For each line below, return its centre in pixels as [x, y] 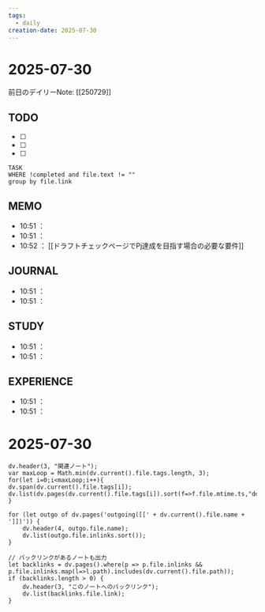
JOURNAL [34, 271]
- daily [28, 23]
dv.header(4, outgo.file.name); [75, 529]
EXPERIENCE [41, 382]
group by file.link [40, 182]
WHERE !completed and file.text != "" [72, 175]
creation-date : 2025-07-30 [52, 30]
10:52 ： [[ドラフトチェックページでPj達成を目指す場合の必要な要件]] [132, 245]
